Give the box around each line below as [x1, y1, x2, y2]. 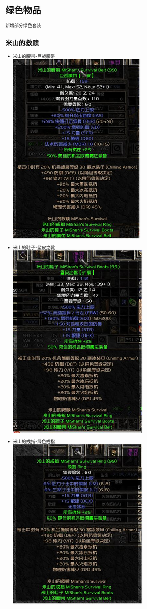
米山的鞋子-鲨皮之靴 [12, 244, 55, 250]
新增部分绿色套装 [5, 22, 41, 28]
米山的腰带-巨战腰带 [12, 53, 55, 59]
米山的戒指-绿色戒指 [12, 438, 55, 444]
